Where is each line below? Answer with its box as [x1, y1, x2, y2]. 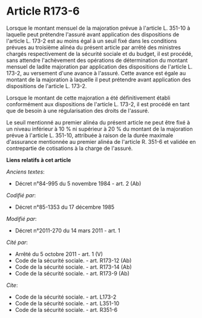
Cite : [6, 281, 18, 289]
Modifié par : [6, 215, 37, 222]
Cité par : [6, 238, 28, 246]
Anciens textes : [6, 168, 45, 175]
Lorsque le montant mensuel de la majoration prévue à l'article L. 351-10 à [6, 24, 191, 32]
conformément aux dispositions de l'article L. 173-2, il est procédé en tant [6, 100, 190, 107]
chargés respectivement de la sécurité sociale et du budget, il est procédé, [6, 50, 193, 57]
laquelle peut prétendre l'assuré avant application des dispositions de [6, 30, 180, 38]
